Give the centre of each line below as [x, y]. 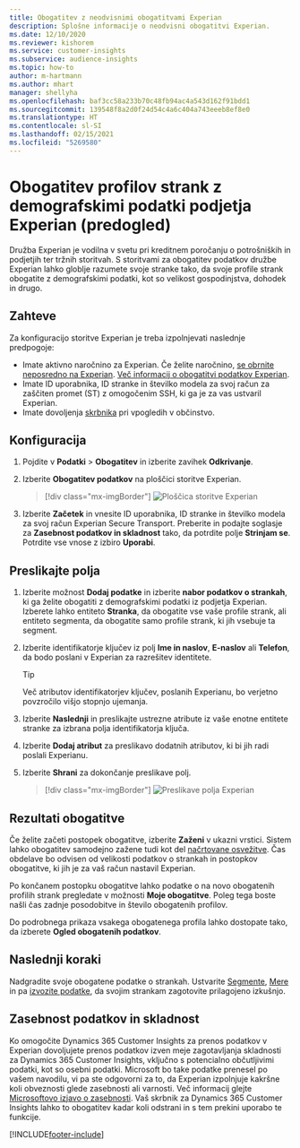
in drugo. [26, 288]
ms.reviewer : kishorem [51, 43]
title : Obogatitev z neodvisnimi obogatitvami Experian [116, 17]
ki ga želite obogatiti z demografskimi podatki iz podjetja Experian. [145, 602]
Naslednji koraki [55, 960]
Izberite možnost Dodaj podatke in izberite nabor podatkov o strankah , [155, 592]
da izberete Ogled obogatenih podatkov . [85, 931]
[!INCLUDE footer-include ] [57, 1134]
